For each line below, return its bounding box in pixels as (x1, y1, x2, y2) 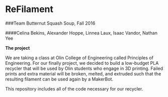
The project (5, 45, 30, 51)
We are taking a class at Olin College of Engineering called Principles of (5, 54, 153, 61)
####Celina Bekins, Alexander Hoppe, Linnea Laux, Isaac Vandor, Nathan (5, 30, 157, 36)
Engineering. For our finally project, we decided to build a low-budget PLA (5, 60, 159, 66)
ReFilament (5, 4, 54, 15)
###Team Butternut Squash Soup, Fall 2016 (5, 20, 96, 26)
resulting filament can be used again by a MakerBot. (5, 76, 113, 82)
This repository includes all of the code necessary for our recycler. (5, 85, 143, 91)
